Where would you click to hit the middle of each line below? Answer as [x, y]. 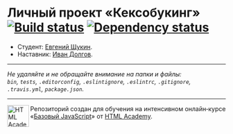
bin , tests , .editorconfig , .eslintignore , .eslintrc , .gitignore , [99, 81]
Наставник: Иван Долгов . [55, 54]
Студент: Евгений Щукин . [54, 47]
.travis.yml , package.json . [46, 89]
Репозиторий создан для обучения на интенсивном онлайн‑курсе [128, 108]
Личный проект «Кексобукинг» [104, 13]
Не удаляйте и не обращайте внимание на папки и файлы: [94, 74]
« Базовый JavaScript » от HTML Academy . [91, 116]
